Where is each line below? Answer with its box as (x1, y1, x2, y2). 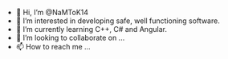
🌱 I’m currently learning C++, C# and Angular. (15, 25, 167, 33)
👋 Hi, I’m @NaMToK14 (15, 8, 89, 17)
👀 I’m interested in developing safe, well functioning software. (15, 16, 221, 26)
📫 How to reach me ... (15, 42, 91, 51)
